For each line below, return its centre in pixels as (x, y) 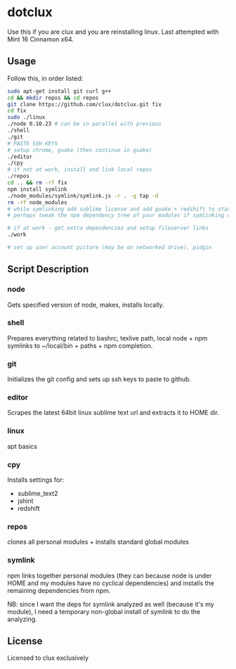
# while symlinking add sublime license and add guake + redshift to (111, 209)
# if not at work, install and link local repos (80, 170)
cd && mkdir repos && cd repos (53, 98)
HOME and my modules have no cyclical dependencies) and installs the (111, 583)
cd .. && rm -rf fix (38, 183)
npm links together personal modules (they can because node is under (110, 575)
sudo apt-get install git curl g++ (59, 91)
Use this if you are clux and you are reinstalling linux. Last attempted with (113, 32)
